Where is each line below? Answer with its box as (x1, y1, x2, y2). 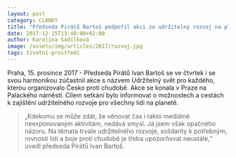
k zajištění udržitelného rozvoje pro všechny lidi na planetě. (7, 98, 179, 107)
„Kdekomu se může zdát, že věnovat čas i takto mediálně (24, 111, 190, 120)
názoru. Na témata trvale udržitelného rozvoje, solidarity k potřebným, (24, 127, 228, 135)
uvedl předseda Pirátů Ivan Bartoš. (24, 142, 125, 150)
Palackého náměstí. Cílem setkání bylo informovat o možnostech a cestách (7, 90, 225, 99)
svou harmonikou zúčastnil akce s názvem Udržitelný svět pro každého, (7, 76, 216, 84)
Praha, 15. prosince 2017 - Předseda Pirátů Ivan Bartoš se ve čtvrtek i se (7, 68, 216, 77)
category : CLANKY (7, 17, 58, 24)
